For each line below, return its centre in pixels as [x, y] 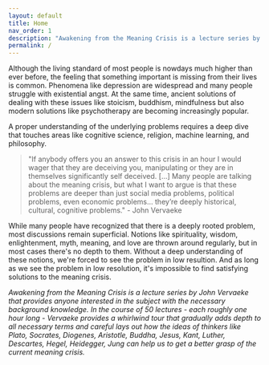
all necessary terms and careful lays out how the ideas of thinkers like [125, 326]
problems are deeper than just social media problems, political [131, 193]
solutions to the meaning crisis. [60, 277]
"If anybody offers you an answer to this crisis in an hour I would [135, 159]
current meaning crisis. [47, 352]
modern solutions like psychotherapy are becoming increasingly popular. [129, 111]
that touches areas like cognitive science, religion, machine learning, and [129, 135]
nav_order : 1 [30, 30]
